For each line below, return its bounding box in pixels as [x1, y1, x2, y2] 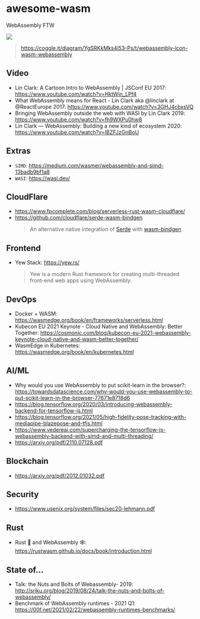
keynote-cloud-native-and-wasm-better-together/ [14, 336, 139, 342]
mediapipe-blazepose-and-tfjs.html [14, 420, 103, 427]
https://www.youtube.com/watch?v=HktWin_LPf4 [14, 90, 137, 98]
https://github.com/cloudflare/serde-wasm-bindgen [14, 214, 143, 221]
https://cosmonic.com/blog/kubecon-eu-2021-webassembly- [40, 329, 192, 336]
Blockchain [6, 456, 49, 466]
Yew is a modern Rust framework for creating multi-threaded [29, 271, 180, 278]
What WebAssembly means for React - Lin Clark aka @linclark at [14, 96, 174, 104]
